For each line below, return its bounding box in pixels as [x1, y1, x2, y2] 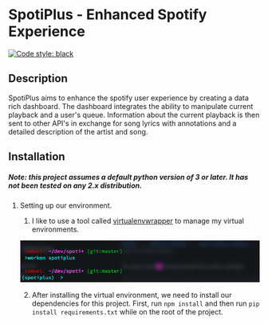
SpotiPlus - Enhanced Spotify [8, 6, 207, 24]
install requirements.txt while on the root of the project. [31, 307, 223, 317]
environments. [31, 224, 80, 234]
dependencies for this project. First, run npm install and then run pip [31, 299, 260, 308]
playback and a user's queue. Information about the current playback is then [8, 110, 260, 119]
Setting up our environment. [19, 201, 112, 210]
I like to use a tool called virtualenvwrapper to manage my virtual [31, 217, 245, 226]
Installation [8, 150, 65, 164]
